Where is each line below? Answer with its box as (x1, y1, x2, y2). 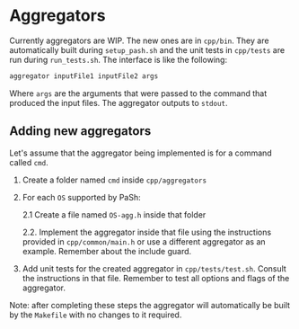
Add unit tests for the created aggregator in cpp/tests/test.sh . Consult (22, 262, 287, 274)
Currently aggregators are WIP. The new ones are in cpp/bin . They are (9, 35, 269, 46)
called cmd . (9, 156, 48, 167)
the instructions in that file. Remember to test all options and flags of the (22, 272, 290, 283)
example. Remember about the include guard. (22, 245, 192, 256)
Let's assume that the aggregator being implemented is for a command (9, 147, 272, 158)
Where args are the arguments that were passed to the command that (9, 87, 268, 99)
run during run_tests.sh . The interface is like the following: (9, 54, 227, 65)
